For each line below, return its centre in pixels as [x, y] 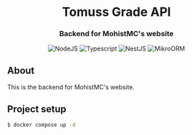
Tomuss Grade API [116, 12]
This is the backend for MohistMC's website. [71, 87]
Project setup [37, 109]
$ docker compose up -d [42, 125]
